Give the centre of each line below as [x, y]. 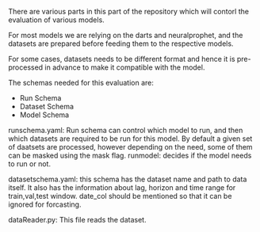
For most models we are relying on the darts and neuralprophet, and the [126, 35]
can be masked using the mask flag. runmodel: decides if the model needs [130, 155]
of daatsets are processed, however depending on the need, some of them [130, 147]
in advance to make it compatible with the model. [125, 67]
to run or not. [30, 164]
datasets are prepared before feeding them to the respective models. [121, 44]
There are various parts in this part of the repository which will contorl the [129, 11]
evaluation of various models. [56, 20]
